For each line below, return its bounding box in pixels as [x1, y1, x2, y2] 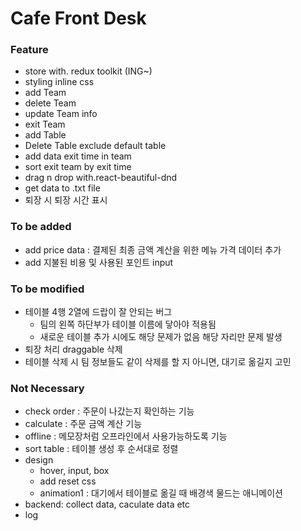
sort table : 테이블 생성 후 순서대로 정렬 [24, 443, 179, 455]
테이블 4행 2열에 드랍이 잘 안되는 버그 [24, 306, 173, 318]
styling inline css [24, 76, 95, 88]
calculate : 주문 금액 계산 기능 [24, 418, 143, 430]
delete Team [24, 97, 77, 109]
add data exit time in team [24, 150, 132, 162]
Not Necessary [10, 382, 85, 395]
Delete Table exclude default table [24, 140, 167, 152]
